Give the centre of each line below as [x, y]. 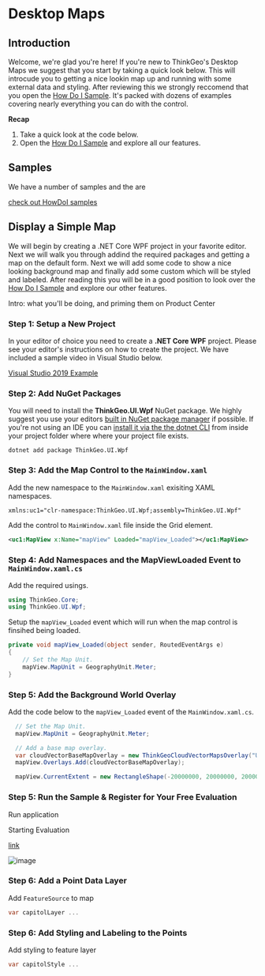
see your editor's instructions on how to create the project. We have [118, 349]
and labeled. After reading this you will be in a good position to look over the [132, 279]
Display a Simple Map [62, 227]
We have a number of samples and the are [77, 187]
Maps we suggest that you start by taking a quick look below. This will [122, 70]
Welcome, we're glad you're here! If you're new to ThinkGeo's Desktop [123, 62]
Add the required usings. [49, 585]
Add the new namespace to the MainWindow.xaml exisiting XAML [112, 488]
